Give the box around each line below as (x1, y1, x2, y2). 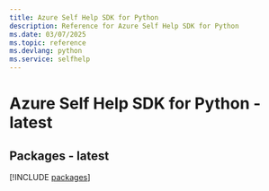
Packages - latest (9, 148, 110, 163)
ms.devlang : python (9, 47, 83, 56)
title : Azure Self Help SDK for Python (9, 13, 159, 22)
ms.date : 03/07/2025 (9, 30, 87, 39)
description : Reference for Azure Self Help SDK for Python (9, 22, 240, 30)
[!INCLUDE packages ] (9, 172, 91, 182)
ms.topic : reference (9, 38, 87, 48)
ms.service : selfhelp (9, 55, 91, 64)
